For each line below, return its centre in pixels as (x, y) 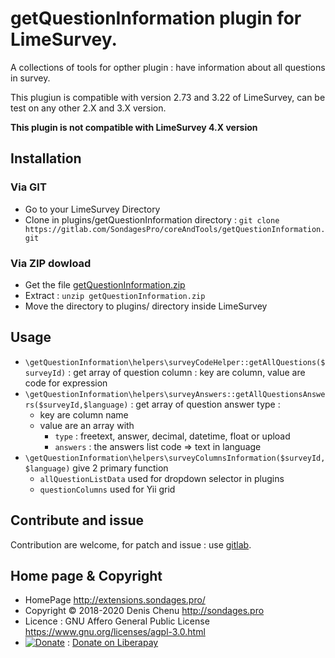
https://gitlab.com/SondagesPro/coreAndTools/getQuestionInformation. (175, 229)
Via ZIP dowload (51, 263)
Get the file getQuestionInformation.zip (105, 284)
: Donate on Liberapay (112, 643)
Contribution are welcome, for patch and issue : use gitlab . (131, 544)
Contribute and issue (77, 520)
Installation (46, 158)
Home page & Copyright (86, 575)
